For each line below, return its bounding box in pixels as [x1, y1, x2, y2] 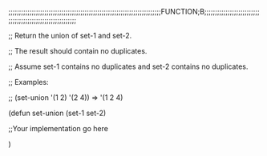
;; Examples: [8, 78, 50, 86]
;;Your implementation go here [8, 124, 108, 133]
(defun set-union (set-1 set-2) [8, 108, 107, 118]
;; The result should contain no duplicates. [8, 46, 148, 55]
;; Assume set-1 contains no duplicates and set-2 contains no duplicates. [8, 62, 249, 71]
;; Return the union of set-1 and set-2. [8, 31, 132, 40]
